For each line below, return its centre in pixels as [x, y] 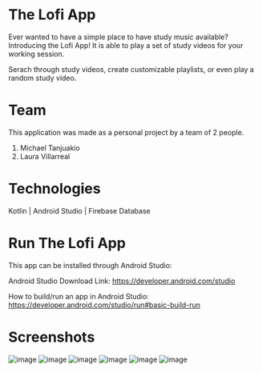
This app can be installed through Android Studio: [90, 265]
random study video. [42, 78]
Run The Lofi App [67, 243]
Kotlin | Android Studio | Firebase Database [79, 210]
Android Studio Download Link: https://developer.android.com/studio [122, 281]
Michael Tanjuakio [50, 148]
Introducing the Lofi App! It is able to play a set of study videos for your [126, 45]
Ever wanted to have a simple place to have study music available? [118, 37]
